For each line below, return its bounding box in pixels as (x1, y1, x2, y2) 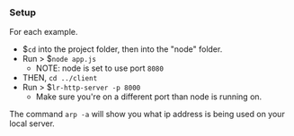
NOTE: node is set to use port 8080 (35, 63, 165, 73)
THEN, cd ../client (22, 72, 98, 83)
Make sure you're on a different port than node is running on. (35, 91, 263, 102)
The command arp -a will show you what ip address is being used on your (9, 109, 285, 120)
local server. (9, 118, 56, 129)
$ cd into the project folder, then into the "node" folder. (22, 44, 223, 55)
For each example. (9, 27, 78, 38)
